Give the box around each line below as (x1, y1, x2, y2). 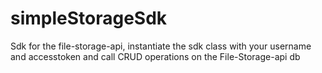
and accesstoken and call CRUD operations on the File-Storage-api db (10, 50, 301, 62)
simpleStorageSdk (10, 7, 168, 30)
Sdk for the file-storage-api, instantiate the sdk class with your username (10, 40, 312, 52)
